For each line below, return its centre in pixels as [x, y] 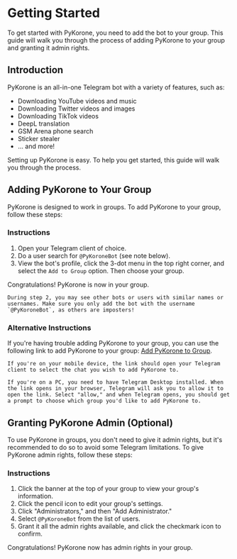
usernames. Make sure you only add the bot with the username [101, 304]
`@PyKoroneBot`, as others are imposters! [71, 310]
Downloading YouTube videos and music [77, 101]
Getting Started [54, 13]
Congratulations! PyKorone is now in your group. [78, 284]
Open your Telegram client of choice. [72, 248]
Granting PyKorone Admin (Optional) [90, 422]
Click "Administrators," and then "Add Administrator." [95, 511]
